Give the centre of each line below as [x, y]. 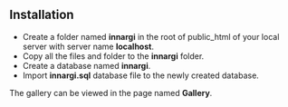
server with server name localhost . [88, 46]
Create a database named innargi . [86, 65]
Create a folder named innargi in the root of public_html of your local [151, 36]
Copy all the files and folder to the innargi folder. [113, 56]
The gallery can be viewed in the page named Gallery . [111, 92]
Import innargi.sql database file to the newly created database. [141, 75]
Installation [42, 15]
